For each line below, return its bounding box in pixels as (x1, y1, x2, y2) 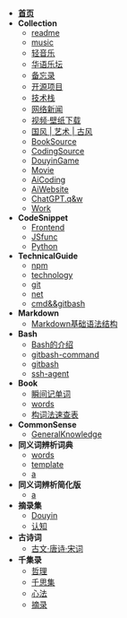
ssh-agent (30, 369, 70, 379)
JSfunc (30, 231, 58, 242)
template (30, 459, 64, 469)
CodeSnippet (17, 213, 69, 222)
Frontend (30, 222, 65, 232)
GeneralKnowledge (30, 429, 103, 440)
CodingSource (30, 146, 85, 156)
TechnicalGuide (17, 250, 79, 261)
